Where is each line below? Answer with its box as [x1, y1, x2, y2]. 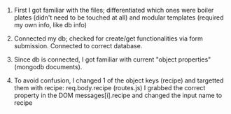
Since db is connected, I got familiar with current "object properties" [13, 55, 211, 64]
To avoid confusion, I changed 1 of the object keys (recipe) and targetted [13, 76, 224, 85]
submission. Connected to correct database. [13, 42, 143, 50]
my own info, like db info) [13, 21, 87, 29]
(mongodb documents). [13, 63, 83, 71]
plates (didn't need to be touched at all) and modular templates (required [13, 13, 224, 22]
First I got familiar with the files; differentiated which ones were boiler [13, 6, 214, 14]
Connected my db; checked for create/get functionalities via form [13, 34, 203, 43]
